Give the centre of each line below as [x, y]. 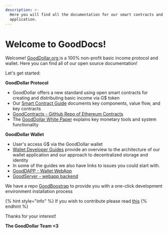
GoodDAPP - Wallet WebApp [42, 171]
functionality [25, 125]
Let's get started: [23, 73]
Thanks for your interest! [31, 216]
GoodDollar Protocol [27, 83]
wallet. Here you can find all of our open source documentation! [71, 63]
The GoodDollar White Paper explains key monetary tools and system [85, 119]
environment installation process [39, 191]
